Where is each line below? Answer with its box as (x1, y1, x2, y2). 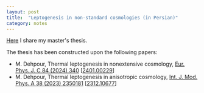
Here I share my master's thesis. (6, 37, 88, 44)
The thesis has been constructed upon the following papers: (6, 49, 158, 56)
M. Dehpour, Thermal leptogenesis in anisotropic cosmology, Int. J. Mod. (15, 74, 198, 81)
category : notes (6, 20, 47, 26)
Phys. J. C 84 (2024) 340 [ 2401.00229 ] (15, 67, 114, 74)
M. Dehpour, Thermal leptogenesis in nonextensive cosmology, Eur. (15, 60, 185, 67)
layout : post (6, 9, 40, 15)
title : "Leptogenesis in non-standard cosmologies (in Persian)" (6, 15, 178, 21)
